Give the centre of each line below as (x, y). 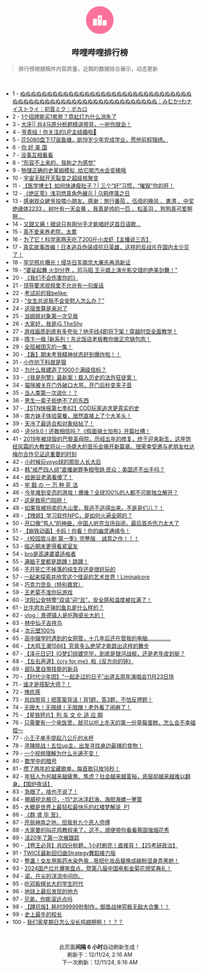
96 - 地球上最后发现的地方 (45, 891)
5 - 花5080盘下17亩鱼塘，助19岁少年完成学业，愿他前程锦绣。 (90, 139)
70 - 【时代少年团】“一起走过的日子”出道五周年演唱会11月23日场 (93, 676)
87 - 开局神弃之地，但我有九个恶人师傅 (61, 822)
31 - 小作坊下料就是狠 (39, 362)
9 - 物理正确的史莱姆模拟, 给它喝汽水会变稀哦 (69, 170)
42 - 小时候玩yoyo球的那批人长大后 (57, 461)
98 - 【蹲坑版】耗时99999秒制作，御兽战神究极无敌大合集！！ (91, 906)
